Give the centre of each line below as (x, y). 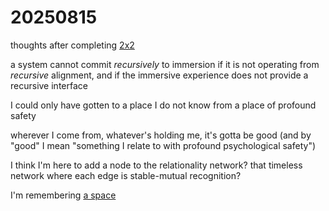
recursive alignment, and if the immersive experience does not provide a (159, 75)
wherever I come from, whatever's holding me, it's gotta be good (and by (161, 135)
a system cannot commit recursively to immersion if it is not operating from (165, 64)
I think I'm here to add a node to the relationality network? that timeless (156, 165)
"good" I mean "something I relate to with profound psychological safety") (163, 145)
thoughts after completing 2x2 (72, 45)
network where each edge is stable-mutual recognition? (126, 175)
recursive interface (49, 85)
